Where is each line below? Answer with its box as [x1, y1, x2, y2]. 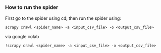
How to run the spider [5, 4, 58, 11]
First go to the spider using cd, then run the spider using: [5, 15, 121, 21]
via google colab [5, 33, 39, 39]
